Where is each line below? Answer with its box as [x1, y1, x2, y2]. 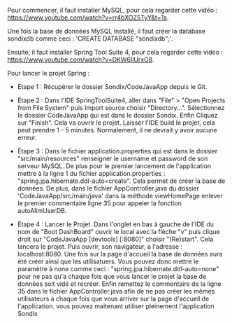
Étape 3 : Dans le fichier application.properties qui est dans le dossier [17, 147, 218, 155]
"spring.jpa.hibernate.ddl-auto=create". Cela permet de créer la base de [17, 177, 226, 185]
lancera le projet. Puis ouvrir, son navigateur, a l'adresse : [17, 242, 183, 251]
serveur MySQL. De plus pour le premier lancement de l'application [17, 162, 212, 170]
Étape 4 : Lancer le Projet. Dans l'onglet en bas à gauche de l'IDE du [17, 220, 215, 228]
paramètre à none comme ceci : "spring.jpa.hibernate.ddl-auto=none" [17, 265, 219, 273]
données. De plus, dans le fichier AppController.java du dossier [17, 184, 200, 192]
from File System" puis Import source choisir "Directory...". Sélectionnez [17, 104, 225, 111]
